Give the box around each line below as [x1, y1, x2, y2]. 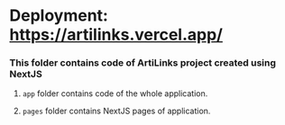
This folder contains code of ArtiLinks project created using [9, 57, 277, 69]
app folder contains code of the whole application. [22, 88, 208, 99]
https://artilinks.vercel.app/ [9, 24, 224, 45]
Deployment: [9, 5, 108, 26]
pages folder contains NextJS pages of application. [22, 105, 211, 117]
